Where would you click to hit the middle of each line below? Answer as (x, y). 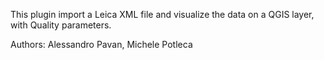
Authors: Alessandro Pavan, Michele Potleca (101, 44)
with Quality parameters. (61, 25)
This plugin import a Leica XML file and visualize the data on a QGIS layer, (162, 14)
